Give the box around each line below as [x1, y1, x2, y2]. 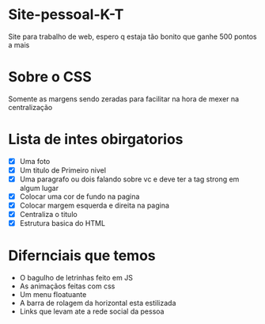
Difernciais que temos [8, 247, 156, 265]
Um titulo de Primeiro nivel [19, 165, 107, 175]
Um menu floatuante [19, 290, 87, 299]
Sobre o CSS [8, 68, 93, 86]
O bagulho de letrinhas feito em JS [19, 273, 133, 283]
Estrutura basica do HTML [19, 219, 105, 228]
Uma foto [19, 156, 51, 166]
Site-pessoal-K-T [8, 6, 124, 24]
